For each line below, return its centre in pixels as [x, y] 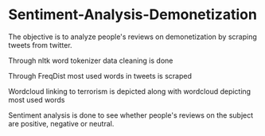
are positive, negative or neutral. [61, 123]
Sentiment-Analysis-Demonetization [132, 15]
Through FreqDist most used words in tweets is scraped [100, 76]
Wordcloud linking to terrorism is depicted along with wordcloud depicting [130, 91]
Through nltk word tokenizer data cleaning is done [91, 60]
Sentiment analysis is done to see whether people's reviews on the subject [131, 115]
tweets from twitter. [41, 45]
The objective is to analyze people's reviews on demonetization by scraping [132, 37]
